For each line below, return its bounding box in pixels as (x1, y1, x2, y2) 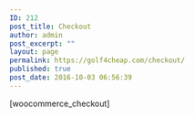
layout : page (9, 48, 59, 57)
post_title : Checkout (9, 22, 92, 31)
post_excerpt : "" (9, 38, 76, 48)
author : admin (9, 30, 64, 39)
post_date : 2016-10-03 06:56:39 (9, 73, 132, 82)
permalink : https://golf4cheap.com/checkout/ (9, 56, 185, 65)
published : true (9, 65, 71, 74)
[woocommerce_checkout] (9, 98, 110, 109)
